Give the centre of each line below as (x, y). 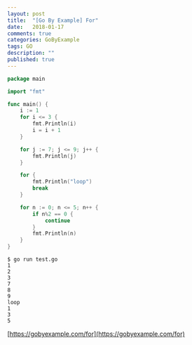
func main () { (28, 104)
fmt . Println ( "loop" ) (62, 182)
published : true (31, 60)
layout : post (26, 14)
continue (57, 221)
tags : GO (20, 46)
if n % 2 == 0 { (53, 214)
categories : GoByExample (43, 40)
